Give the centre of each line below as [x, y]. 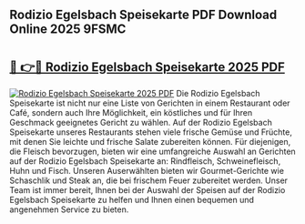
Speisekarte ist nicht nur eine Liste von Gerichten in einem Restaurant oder [150, 103]
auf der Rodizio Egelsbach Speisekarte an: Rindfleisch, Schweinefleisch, [145, 161]
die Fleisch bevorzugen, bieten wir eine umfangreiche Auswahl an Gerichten [152, 151]
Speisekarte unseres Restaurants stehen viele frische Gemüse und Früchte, [151, 132]
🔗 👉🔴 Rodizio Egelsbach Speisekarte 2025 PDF [147, 67]
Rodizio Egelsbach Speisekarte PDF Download [143, 15]
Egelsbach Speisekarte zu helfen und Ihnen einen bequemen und [132, 200]
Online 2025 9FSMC [68, 30]
